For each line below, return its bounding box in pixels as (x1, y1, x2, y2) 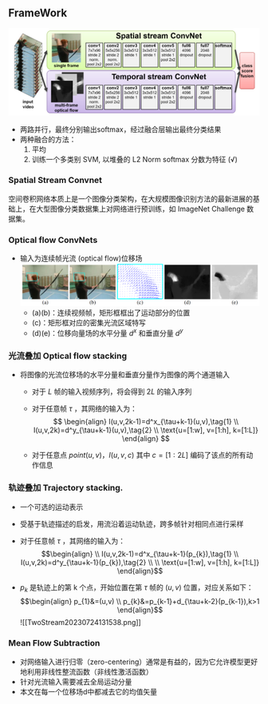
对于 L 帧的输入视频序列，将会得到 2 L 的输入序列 (31, 387, 192, 396)
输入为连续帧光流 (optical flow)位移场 (19, 253, 143, 263)
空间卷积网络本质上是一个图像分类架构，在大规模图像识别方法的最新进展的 (8, 193, 253, 203)
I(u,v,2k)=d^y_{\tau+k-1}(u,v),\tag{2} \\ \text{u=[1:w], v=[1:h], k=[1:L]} (33, 425, 259, 435)
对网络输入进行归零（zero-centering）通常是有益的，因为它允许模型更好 (19, 657, 258, 666)
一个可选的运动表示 (19, 502, 84, 511)
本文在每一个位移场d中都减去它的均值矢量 (19, 686, 158, 696)
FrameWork (8, 6, 68, 20)
